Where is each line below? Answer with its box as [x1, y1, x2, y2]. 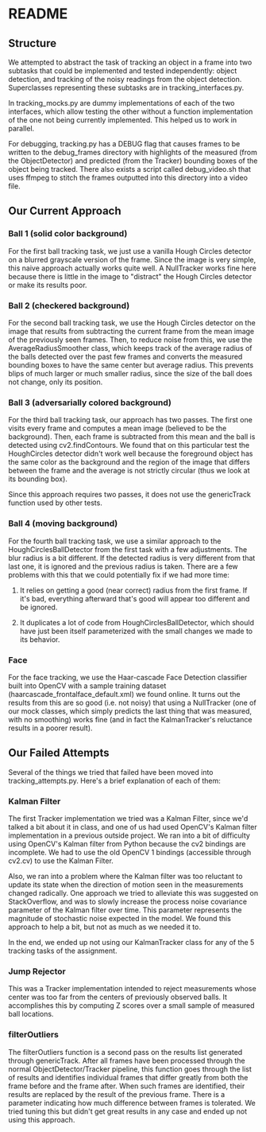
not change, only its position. [8, 377, 103, 387]
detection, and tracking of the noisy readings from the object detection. [8, 75, 242, 84]
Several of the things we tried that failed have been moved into [8, 767, 214, 776]
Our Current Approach [8, 204, 121, 218]
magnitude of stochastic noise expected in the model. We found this [8, 913, 232, 923]
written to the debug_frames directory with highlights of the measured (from [8, 148, 258, 157]
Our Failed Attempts [8, 746, 110, 760]
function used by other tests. [8, 498, 103, 508]
